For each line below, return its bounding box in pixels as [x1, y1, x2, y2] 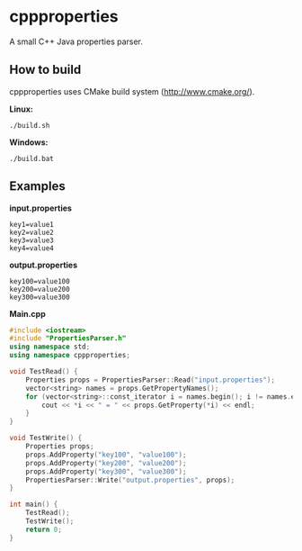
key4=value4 [9, 243, 54, 253]
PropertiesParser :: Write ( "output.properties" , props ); [25, 475, 235, 484]
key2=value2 [9, 228, 54, 237]
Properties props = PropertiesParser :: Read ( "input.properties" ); [25, 375, 276, 384]
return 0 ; [25, 525, 63, 534]
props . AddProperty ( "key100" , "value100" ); [25, 450, 187, 459]
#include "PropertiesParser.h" [9, 334, 127, 343]
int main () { [9, 500, 58, 510]
